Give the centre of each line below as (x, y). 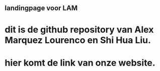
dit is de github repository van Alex (79, 30)
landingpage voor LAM (41, 8)
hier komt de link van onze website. (80, 63)
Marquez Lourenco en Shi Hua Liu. (78, 40)
